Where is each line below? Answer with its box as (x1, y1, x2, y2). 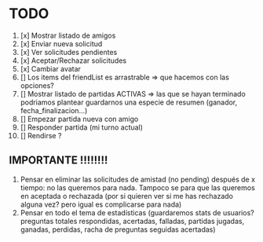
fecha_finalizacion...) (20, 105, 88, 115)
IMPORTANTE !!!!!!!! (9, 154, 108, 167)
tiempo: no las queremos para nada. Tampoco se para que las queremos (20, 182, 256, 192)
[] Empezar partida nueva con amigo (20, 114, 139, 123)
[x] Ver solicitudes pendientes (20, 47, 118, 57)
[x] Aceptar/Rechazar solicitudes (20, 56, 127, 65)
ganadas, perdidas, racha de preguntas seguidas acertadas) (20, 225, 216, 234)
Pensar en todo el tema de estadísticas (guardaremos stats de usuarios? (20, 207, 254, 217)
